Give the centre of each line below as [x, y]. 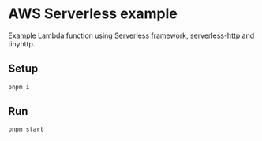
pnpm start [26, 130]
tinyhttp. [22, 43]
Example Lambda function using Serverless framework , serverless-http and [131, 35]
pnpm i [19, 87]
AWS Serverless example [93, 14]
